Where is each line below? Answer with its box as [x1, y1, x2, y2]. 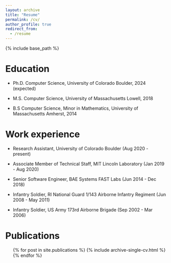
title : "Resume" [5, 12, 40, 17]
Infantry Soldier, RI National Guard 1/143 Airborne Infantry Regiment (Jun [12, 191, 166, 197]
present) [12, 151, 31, 157]
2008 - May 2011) [12, 197, 50, 203]
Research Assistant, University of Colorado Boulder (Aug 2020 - [12, 145, 148, 151]
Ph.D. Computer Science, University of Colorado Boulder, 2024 [12, 80, 146, 86]
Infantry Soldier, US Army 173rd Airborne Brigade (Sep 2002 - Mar [12, 206, 153, 212]
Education [5, 63, 50, 75]
